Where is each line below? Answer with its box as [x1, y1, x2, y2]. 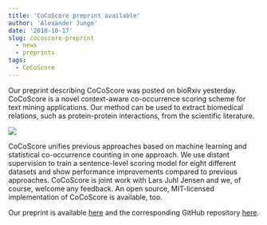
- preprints [15, 49, 56, 57]
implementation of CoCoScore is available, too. [8, 192, 163, 202]
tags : [8, 57, 26, 65]
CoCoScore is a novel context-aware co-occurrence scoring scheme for [8, 93, 246, 104]
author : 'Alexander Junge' [8, 19, 98, 27]
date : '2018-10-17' [8, 26, 73, 34]
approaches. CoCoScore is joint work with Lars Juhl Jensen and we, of [8, 175, 241, 184]
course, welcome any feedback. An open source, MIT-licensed [8, 184, 215, 193]
